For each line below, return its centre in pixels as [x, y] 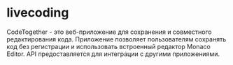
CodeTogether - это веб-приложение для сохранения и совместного [109, 32]
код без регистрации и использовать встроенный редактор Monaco [108, 46]
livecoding [38, 13]
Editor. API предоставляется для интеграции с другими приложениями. [113, 54]
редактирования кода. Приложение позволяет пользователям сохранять [116, 39]
